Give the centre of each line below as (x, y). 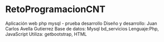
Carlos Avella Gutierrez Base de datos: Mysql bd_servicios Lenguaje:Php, (82, 28)
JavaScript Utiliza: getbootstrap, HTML (46, 34)
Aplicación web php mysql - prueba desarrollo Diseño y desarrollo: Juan (81, 23)
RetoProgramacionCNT (56, 9)
